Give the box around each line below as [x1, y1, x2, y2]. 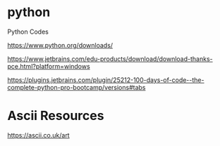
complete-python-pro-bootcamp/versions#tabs [7, 83, 146, 91]
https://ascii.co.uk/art [7, 131, 70, 139]
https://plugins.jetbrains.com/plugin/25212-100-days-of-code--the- [7, 75, 204, 84]
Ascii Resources [7, 108, 104, 124]
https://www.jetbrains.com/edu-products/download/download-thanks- [7, 54, 213, 63]
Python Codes [7, 27, 49, 36]
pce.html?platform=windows [7, 62, 90, 70]
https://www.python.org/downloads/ [7, 41, 114, 49]
